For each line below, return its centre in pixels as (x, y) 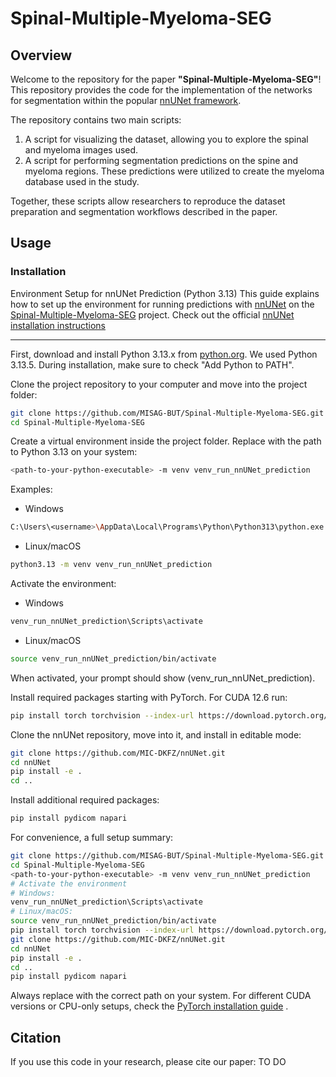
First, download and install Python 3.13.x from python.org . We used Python (164, 354)
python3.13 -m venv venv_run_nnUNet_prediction (111, 565)
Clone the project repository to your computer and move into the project (159, 384)
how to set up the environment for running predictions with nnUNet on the (162, 304)
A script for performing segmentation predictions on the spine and (161, 160)
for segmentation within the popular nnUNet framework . (126, 100)
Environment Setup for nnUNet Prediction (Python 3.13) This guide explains (165, 293)
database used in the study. (82, 181)
